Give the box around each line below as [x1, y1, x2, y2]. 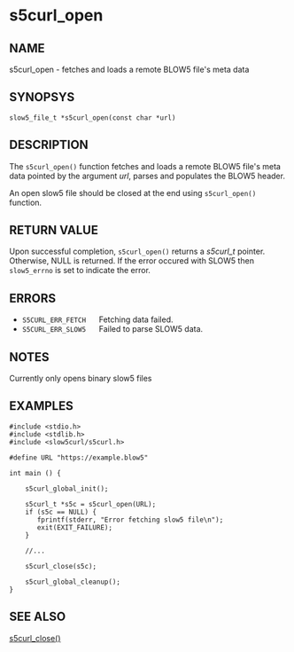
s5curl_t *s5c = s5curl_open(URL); [25, 499, 157, 508]
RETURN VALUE [9, 223, 99, 238]
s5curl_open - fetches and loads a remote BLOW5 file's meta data [9, 64, 250, 75]
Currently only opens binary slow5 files [9, 373, 152, 384]
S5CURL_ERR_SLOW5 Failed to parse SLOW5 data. [21, 324, 204, 334]
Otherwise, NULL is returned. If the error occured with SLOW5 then [9, 255, 255, 266]
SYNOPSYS [9, 90, 75, 105]
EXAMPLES [9, 398, 73, 413]
